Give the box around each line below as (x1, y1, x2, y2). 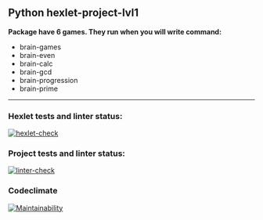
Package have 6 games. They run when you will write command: (8, 27, 222, 36)
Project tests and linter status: (8, 148, 125, 159)
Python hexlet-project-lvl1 (8, 6, 139, 20)
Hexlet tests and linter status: (8, 110, 123, 121)
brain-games (19, 42, 61, 52)
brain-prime (19, 84, 59, 93)
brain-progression (19, 75, 78, 85)
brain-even (19, 50, 56, 60)
